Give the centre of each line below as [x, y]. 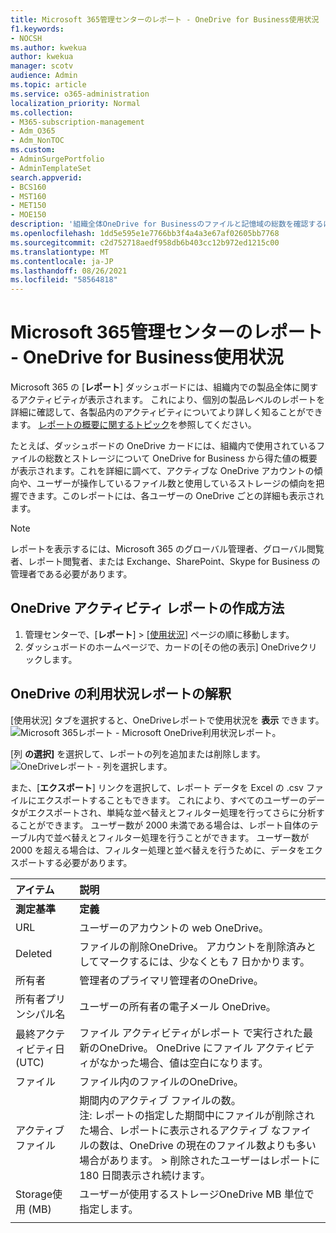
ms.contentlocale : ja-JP [62, 261]
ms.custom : [33, 150]
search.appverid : [46, 177]
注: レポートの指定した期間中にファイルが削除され [197, 1115]
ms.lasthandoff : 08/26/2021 [69, 271]
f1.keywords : [37, 29]
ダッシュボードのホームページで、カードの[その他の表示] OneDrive [162, 647]
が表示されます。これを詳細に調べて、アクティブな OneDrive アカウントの [162, 471]
